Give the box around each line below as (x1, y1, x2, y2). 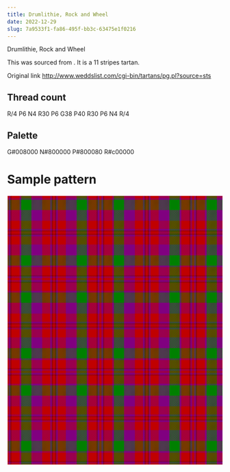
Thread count (7, 91, 66, 103)
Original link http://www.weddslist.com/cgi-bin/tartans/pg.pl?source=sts (7, 72, 212, 80)
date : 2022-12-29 (7, 18, 57, 25)
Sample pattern (7, 172, 97, 188)
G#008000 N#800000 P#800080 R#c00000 (7, 148, 135, 156)
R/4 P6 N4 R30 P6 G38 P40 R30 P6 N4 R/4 (7, 110, 130, 118)
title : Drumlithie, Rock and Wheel (7, 11, 109, 18)
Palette (7, 129, 38, 141)
